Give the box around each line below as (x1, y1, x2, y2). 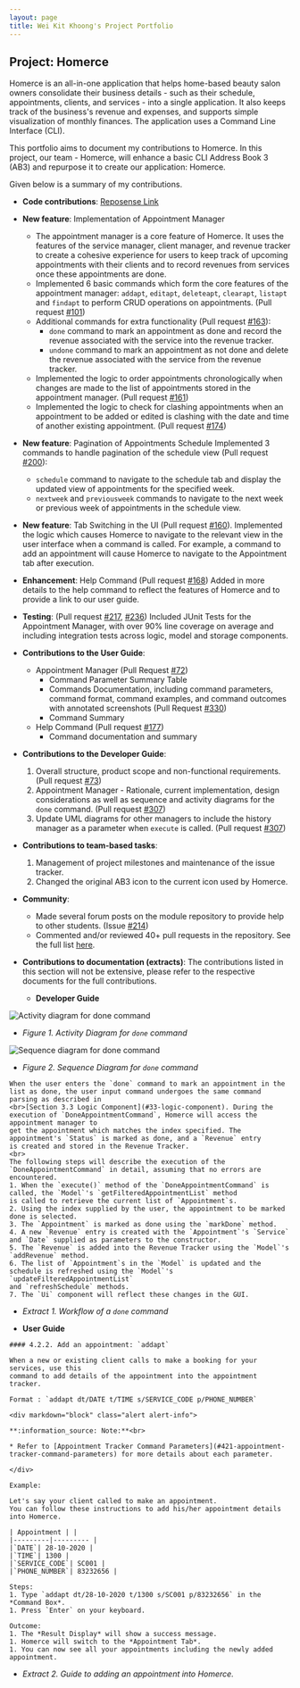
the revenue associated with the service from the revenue (48, 354, 262, 365)
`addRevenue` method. (9, 1251, 90, 1260)
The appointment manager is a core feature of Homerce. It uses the (35, 231, 284, 242)
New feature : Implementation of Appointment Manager (21, 213, 225, 224)
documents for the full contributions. (21, 976, 157, 986)
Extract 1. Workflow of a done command (21, 1306, 169, 1317)
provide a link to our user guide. (21, 595, 140, 605)
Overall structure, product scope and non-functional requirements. (35, 766, 281, 777)
